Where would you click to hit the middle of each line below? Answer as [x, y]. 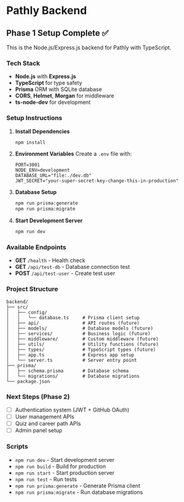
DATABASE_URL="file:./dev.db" [53, 176]
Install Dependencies [42, 131]
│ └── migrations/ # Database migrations [73, 376]
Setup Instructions [34, 118]
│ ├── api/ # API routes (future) [73, 323]
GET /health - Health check [50, 260]
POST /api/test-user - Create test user [65, 273]
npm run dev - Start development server [65, 460]
